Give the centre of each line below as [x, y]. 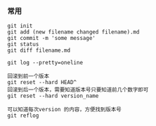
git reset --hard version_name [53, 96]
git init [20, 26]
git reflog [23, 116]
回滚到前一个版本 [28, 76]
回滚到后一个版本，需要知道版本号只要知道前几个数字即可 [78, 90]
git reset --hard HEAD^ [42, 83]
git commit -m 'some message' [52, 38]
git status [23, 44]
